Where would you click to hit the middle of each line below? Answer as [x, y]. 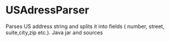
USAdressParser [48, 10]
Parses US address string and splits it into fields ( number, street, [85, 26]
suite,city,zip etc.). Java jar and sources [54, 32]
